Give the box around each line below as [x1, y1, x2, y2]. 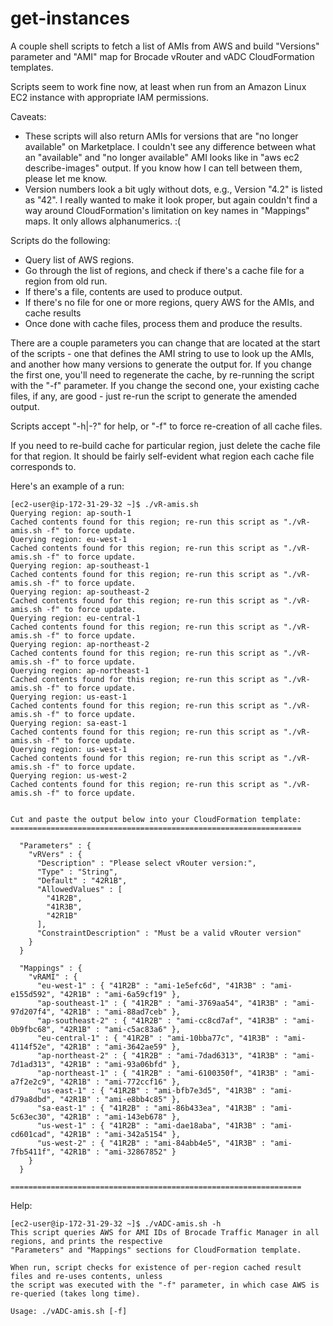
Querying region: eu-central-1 [10, 613, 141, 623]
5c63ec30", [10, 1112, 56, 1122]
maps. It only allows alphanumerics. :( [24, 215, 182, 227]
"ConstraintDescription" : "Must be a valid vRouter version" [36, 928, 302, 938]
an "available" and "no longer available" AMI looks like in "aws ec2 [24, 151, 300, 163]
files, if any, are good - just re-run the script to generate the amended [10, 390, 298, 402]
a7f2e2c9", [10, 1077, 56, 1087]
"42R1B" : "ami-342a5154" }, [59, 1129, 182, 1139]
